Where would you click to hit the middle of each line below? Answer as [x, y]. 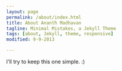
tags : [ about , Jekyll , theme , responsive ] [60, 34]
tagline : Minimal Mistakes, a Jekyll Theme [61, 28]
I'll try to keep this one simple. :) [46, 61]
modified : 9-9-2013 [30, 39]
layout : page [22, 12]
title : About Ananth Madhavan [44, 23]
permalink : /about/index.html [44, 17]
